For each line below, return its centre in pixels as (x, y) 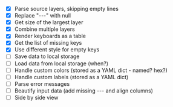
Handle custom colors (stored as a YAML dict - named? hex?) (91, 70)
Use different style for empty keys (57, 50)
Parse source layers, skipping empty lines (67, 9)
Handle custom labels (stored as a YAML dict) (71, 77)
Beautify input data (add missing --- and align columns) (84, 91)
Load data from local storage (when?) (61, 63)
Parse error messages (42, 83)
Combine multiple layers (44, 29)
